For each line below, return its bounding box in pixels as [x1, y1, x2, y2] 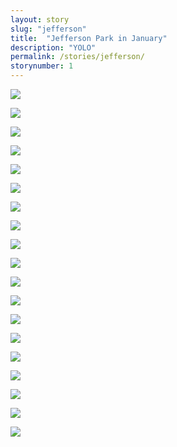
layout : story [10, 14, 70, 25]
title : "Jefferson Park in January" [10, 33, 168, 43]
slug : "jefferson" [10, 24, 87, 34]
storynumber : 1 [10, 61, 74, 71]
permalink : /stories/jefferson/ [10, 52, 145, 62]
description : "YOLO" [10, 42, 97, 53]
